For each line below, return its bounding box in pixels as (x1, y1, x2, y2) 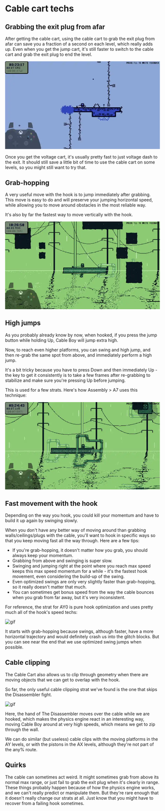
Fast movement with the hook (5, 499, 98, 508)
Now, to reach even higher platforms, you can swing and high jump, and (5, 347, 151, 353)
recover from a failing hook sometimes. (5, 800, 84, 806)
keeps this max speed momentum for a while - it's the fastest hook (12, 568, 147, 574)
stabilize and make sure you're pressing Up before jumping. (5, 377, 126, 383)
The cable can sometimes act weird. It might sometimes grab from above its (5, 774, 159, 780)
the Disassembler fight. (5, 691, 53, 697)
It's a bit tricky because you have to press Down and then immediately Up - (5, 366, 158, 373)
